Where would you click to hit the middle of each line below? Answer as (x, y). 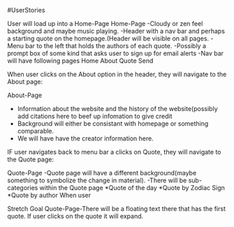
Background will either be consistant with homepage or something (113, 124)
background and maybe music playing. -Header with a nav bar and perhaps (116, 31)
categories (23, 188)
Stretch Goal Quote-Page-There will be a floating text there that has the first (116, 208)
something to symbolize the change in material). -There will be (97, 180)
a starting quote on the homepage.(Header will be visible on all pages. (108, 38)
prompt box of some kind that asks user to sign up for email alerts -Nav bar (116, 53)
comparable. (36, 131)
